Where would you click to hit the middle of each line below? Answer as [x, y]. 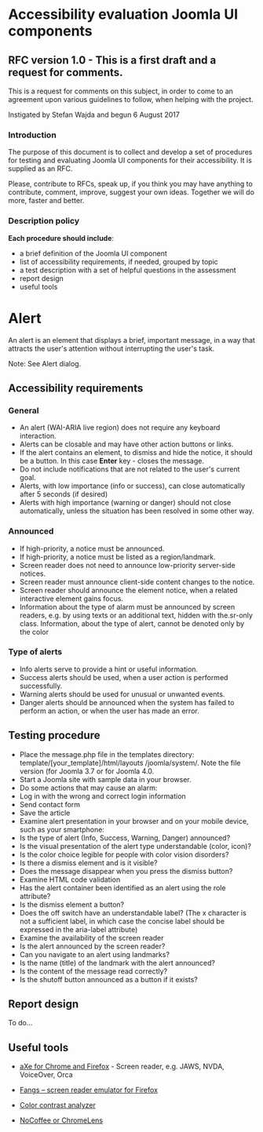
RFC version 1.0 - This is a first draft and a [112, 60]
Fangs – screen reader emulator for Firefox [89, 1090]
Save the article [45, 813]
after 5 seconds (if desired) [64, 494]
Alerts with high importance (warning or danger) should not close [125, 503]
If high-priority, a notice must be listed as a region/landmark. [117, 557]
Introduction [32, 135]
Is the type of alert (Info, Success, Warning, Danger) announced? [125, 838]
